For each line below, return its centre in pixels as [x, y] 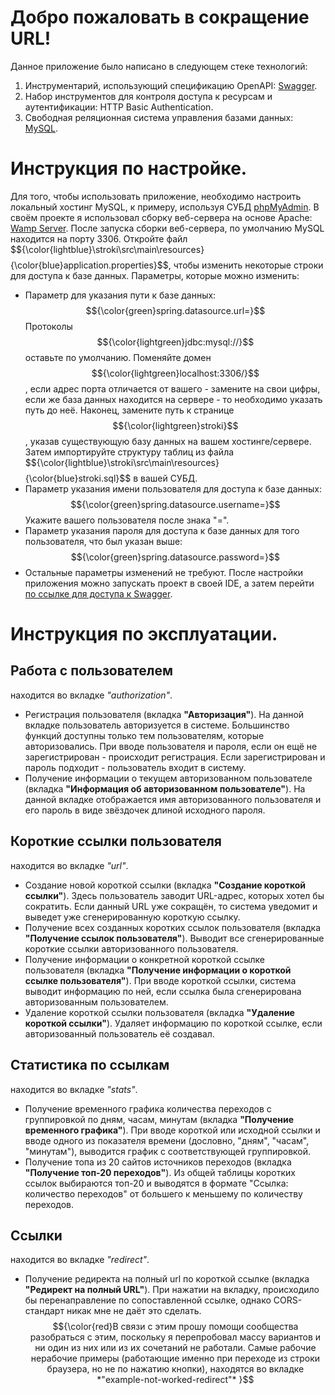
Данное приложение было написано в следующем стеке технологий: [159, 66]
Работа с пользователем [91, 671]
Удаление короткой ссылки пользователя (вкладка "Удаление [159, 1012]
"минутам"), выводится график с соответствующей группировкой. [168, 1151]
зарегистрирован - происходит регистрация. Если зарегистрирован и [175, 757]
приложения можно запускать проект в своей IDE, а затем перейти [169, 583]
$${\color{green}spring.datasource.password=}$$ [175, 557]
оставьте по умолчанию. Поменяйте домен [118, 357]
